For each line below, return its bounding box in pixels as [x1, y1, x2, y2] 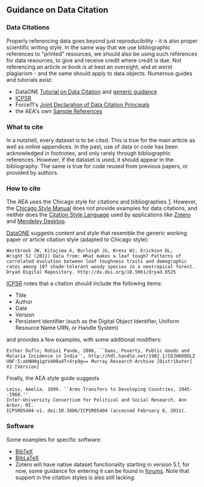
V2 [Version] [6, 364, 40, 370]
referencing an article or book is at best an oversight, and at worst [6, 63, 173, 70]
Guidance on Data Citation [6, 5, 109, 15]
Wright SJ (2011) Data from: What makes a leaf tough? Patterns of [6, 253, 182, 259]
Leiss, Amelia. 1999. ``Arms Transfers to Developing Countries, [6, 386, 176, 393]
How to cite [6, 184, 41, 192]
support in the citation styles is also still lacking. [15, 474, 136, 481]
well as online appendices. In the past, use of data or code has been [6, 143, 178, 150]
